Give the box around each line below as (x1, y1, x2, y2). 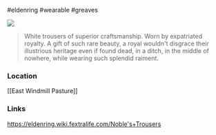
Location (7, 71, 38, 81)
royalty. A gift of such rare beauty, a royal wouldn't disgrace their (23, 39, 209, 48)
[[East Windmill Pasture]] (7, 87, 78, 95)
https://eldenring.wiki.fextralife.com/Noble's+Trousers (7, 120, 161, 128)
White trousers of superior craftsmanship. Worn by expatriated (23, 32, 202, 40)
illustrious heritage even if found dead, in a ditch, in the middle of (23, 47, 209, 54)
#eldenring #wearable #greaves (7, 6, 99, 14)
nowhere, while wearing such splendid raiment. (23, 54, 159, 62)
